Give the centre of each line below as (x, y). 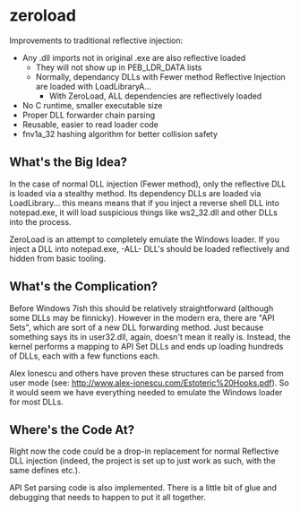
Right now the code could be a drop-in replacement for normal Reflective (144, 451)
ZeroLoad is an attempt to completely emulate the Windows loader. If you (145, 239)
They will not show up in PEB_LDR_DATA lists (119, 67)
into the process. (40, 221)
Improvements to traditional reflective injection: (96, 40)
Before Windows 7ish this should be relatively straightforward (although (141, 308)
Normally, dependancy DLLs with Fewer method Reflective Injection (161, 76)
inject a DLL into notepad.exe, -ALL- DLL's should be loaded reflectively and (150, 248)
